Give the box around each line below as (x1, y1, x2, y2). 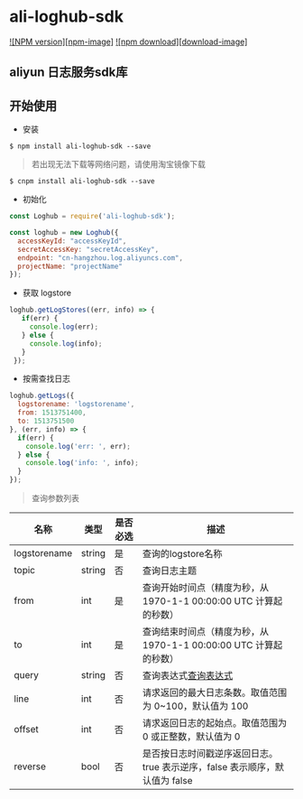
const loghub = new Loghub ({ (9, 228, 119, 237)
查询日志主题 (142, 564, 197, 577)
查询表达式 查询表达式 (142, 670, 234, 683)
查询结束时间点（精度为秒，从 (142, 626, 270, 638)
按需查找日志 (22, 373, 70, 385)
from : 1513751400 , (17, 408, 87, 417)
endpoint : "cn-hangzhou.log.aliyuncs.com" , (17, 253, 183, 263)
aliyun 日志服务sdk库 (9, 65, 128, 80)
